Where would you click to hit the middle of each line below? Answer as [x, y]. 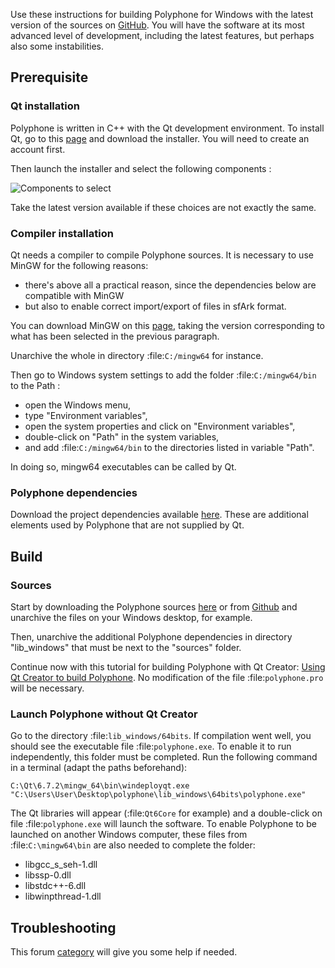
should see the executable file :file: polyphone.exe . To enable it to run [151, 746]
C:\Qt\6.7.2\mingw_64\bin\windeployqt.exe [100, 786]
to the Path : [35, 385]
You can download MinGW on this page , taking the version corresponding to [168, 325]
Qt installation [45, 106]
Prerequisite [49, 77]
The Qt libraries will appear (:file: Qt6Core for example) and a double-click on [166, 813]
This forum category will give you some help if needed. [124, 952]
